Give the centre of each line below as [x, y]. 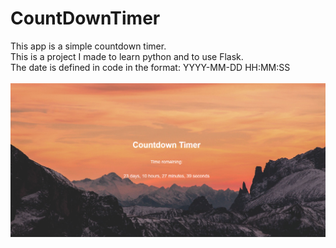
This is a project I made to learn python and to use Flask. [127, 56]
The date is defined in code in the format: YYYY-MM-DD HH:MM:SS [150, 67]
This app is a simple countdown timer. [88, 46]
